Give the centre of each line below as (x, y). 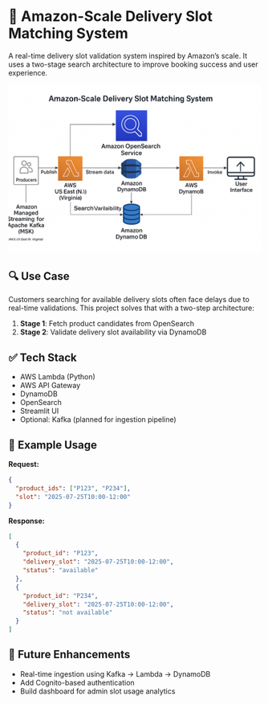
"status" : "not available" (68, 613)
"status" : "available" (61, 571)
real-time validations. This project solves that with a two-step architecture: (131, 308)
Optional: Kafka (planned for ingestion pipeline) (98, 420)
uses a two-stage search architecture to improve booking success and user (133, 64)
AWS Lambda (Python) (58, 377)
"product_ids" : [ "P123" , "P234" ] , (73, 488)
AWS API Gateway (50, 386)
